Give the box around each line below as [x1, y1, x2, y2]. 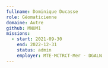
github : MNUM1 [6, 25, 42, 31]
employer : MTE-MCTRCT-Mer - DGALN [17, 53, 102, 59]
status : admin [17, 47, 52, 53]
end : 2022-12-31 [17, 42, 58, 48]
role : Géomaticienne [6, 14, 58, 20]
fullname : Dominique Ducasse [6, 8, 78, 15]
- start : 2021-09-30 [11, 36, 62, 42]
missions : [6, 31, 31, 37]
